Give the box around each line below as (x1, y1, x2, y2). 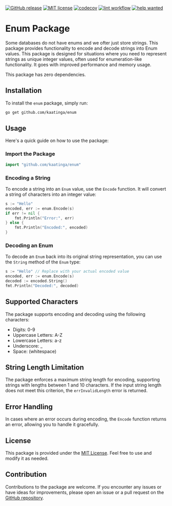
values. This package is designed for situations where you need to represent (5, 50, 167, 56)
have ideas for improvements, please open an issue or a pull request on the (5, 489, 164, 495)
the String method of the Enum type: (5, 259, 81, 265)
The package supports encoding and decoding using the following (5, 311, 146, 317)
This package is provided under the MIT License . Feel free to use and (5, 450, 152, 456)
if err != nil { (5, 211, 40, 216)
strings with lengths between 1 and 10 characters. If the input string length (5, 382, 162, 388)
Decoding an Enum (5, 241, 54, 249)
